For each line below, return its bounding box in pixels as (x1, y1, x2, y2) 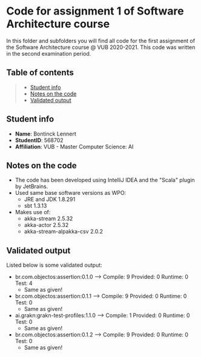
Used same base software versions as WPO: (15, 189, 127, 197)
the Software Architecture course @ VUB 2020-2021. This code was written (6, 44, 196, 51)
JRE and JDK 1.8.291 (24, 195, 76, 203)
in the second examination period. (6, 50, 91, 57)
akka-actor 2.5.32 (24, 221, 69, 229)
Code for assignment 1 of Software (6, 4, 184, 18)
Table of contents (6, 68, 74, 78)
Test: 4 (15, 280, 33, 287)
